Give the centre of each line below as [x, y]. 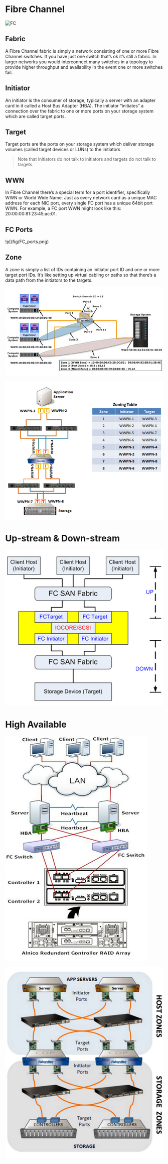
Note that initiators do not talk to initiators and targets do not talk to [87, 159]
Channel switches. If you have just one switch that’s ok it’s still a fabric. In [81, 56]
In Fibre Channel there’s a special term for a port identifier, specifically [78, 192]
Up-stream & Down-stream [63, 539]
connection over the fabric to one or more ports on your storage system [79, 111]
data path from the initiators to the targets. [49, 280]
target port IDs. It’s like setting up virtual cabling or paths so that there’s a [81, 275]
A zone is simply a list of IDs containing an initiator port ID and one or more [82, 269]
